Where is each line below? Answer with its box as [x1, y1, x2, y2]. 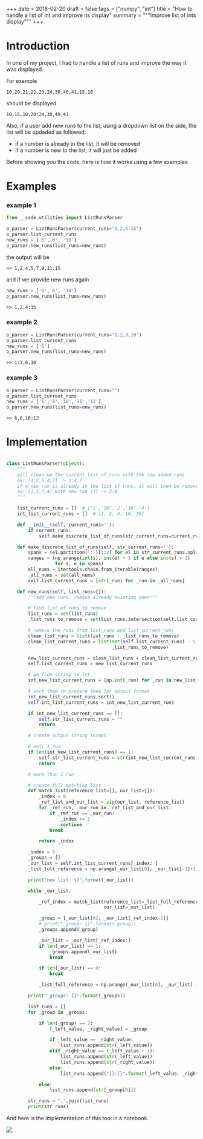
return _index [38, 838, 74, 844]
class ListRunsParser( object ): [6, 461, 85, 467]
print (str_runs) [28, 1104, 69, 1110]
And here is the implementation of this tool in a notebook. [6, 1115, 149, 1122]
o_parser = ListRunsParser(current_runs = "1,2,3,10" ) [6, 332, 142, 338]
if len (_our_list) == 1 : [38, 943, 101, 949]
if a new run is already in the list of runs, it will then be [17, 483, 180, 489]
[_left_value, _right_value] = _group [49, 1026, 147, 1032]
